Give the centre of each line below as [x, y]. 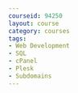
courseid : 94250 [35, 16]
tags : [17, 38]
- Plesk [21, 69]
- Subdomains [30, 76]
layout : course [34, 23]
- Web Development [39, 46]
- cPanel [23, 61]
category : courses [39, 31]
